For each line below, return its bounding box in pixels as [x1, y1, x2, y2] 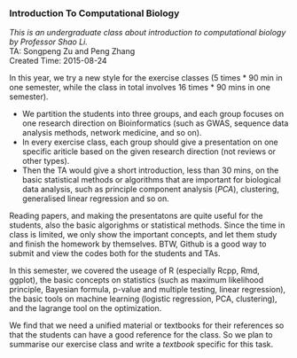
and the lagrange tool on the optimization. [9, 303, 162, 314]
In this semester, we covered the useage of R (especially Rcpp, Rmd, [9, 265, 260, 276]
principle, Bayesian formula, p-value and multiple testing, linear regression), [9, 284, 286, 295]
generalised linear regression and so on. [21, 193, 170, 204]
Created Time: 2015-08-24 [9, 56, 107, 66]
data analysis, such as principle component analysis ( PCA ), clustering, [21, 184, 279, 195]
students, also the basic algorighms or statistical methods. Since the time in [9, 220, 285, 230]
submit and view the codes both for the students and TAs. [9, 248, 221, 259]
